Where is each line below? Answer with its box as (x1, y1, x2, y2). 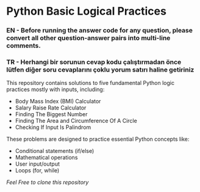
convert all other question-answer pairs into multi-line (6, 34, 171, 42)
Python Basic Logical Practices (6, 4, 166, 18)
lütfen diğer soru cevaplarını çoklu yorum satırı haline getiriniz (6, 65, 195, 74)
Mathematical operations (15, 154, 78, 161)
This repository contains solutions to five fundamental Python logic (6, 79, 175, 87)
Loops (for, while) (15, 167, 60, 174)
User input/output (15, 160, 60, 168)
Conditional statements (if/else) (15, 147, 95, 155)
